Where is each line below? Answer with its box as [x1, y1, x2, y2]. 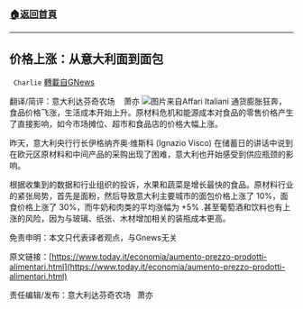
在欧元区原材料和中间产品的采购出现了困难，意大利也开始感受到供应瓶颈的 [9, 149, 286, 159]
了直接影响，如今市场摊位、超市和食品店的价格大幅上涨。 [9, 119, 223, 130]
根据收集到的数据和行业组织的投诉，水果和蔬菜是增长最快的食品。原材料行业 [9, 179, 294, 190]
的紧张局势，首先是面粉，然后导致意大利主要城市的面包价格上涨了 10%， [9, 191, 281, 202]
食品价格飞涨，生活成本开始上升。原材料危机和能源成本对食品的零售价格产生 [9, 107, 294, 118]
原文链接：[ [9, 251, 52, 262]
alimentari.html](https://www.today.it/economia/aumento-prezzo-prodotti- [9, 261, 286, 272]
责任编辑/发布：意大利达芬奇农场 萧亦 [9, 290, 153, 301]
